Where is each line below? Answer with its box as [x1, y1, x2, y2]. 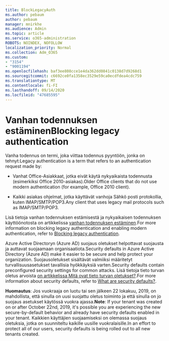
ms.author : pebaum [5, 12, 44, 17]
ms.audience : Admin [5, 26, 47, 31]
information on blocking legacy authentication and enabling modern [5, 225, 147, 231]
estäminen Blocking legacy [5, 125, 120, 137]
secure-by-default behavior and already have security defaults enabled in [5, 310, 160, 316]
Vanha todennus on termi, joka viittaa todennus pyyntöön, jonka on [5, 153, 145, 159]
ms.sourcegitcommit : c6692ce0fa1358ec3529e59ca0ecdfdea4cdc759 [5, 74, 142, 79]
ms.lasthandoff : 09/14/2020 [5, 87, 65, 93]
